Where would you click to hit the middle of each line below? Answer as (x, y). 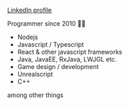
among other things (36, 95)
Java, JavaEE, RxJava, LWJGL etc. (67, 59)
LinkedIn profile (30, 10)
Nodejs (28, 37)
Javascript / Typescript (51, 44)
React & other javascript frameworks (70, 52)
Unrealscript (35, 74)
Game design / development (58, 67)
